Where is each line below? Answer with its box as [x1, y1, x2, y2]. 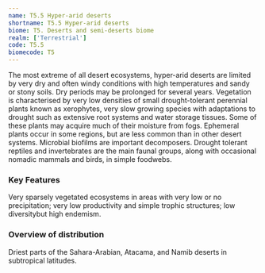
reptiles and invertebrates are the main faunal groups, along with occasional [8, 146, 256, 156]
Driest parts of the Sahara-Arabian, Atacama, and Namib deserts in [8, 247, 228, 256]
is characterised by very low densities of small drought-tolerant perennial [8, 96, 248, 105]
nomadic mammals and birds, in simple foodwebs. [8, 155, 172, 163]
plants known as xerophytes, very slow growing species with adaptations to [8, 104, 256, 113]
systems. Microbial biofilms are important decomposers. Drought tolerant [8, 138, 248, 147]
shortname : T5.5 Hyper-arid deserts [8, 19, 129, 27]
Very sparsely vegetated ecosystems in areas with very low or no [8, 192, 222, 202]
